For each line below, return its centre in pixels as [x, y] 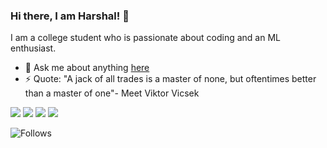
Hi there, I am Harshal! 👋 [70, 16]
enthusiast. [33, 48]
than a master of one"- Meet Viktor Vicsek [112, 93]
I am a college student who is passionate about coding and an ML [145, 38]
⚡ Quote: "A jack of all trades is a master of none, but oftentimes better [170, 79]
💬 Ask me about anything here [87, 68]
